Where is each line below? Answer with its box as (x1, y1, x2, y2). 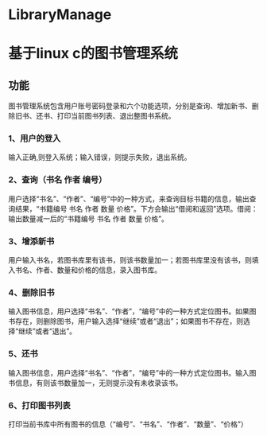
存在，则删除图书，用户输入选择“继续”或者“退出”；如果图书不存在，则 (14, 317, 244, 326)
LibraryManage (8, 6, 112, 24)
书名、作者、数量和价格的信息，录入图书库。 (14, 265, 161, 275)
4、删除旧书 (8, 287, 55, 298)
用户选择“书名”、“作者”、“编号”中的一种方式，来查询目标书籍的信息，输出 (8, 193, 250, 204)
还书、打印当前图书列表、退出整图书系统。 (35, 111, 176, 121)
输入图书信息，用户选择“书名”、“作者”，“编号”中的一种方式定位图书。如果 (8, 306, 250, 316)
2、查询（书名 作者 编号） (8, 174, 107, 185)
